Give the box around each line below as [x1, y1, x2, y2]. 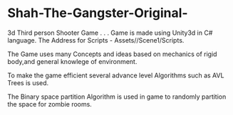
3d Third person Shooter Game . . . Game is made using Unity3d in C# [7, 28, 213, 37]
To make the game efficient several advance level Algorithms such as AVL [7, 71, 224, 80]
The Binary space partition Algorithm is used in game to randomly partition [7, 92, 227, 101]
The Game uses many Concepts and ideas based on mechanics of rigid [7, 50, 217, 58]
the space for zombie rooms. [7, 99, 93, 108]
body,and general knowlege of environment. [7, 57, 138, 65]
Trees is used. [7, 78, 49, 87]
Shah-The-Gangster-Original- [7, 5, 188, 21]
